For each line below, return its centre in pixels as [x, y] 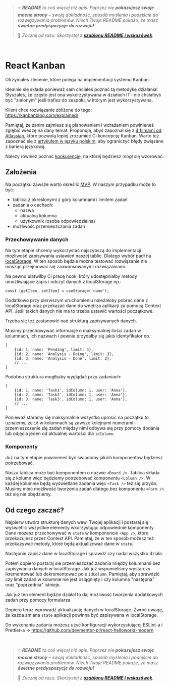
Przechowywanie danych [37, 239]
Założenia [21, 172]
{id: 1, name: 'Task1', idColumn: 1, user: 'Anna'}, [71, 390]
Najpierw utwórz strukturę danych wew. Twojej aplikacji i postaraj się [77, 522]
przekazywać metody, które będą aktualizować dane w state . [69, 544]
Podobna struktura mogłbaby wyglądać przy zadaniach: [63, 377]
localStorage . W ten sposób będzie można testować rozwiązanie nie [76, 261]
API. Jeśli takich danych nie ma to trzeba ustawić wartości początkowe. [79, 311]
